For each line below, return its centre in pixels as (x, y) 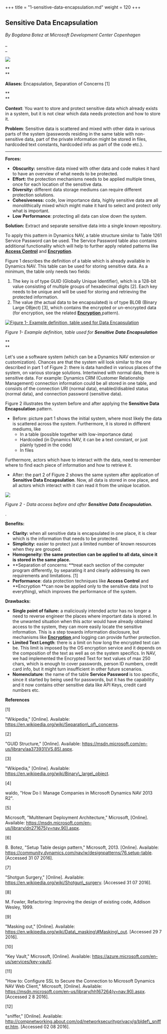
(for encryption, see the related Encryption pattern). (66, 313)
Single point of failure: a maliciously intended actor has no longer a (82, 611)
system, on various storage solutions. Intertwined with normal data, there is (82, 373)
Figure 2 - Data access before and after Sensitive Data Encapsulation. (79, 504)
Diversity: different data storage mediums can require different (77, 189)
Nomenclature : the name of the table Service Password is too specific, (86, 674)
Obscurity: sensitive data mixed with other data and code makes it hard (86, 168)
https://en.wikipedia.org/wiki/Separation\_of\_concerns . (62, 724)
